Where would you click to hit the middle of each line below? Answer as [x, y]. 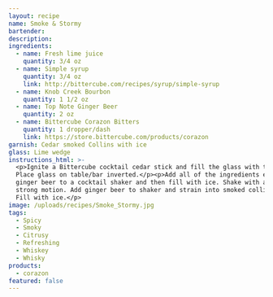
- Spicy [29, 221]
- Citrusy [32, 236]
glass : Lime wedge [39, 152]
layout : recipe [34, 16]
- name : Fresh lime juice [60, 54]
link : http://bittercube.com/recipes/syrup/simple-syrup [121, 84]
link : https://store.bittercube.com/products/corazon [116, 137]
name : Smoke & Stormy [45, 24]
